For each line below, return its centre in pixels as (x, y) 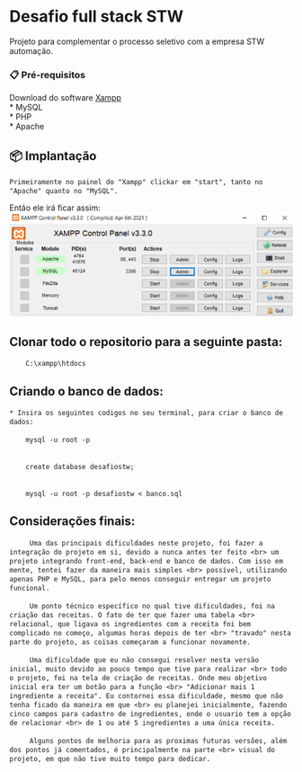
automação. (31, 50)
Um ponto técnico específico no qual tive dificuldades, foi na (152, 606)
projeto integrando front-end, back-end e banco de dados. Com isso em (146, 561)
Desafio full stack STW (97, 17)
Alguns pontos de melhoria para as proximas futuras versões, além (158, 741)
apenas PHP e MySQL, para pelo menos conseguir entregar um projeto (140, 579)
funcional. (30, 588)
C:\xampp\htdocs (56, 364)
